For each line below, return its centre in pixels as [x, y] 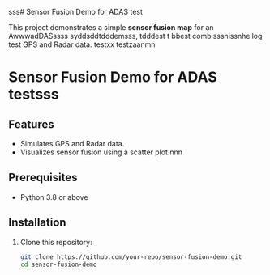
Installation [37, 223]
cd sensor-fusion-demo [58, 264]
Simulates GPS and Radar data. [72, 144]
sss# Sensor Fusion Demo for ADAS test [76, 12]
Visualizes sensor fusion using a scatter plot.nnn [101, 152]
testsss [34, 94]
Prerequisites [43, 178]
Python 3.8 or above [54, 197]
